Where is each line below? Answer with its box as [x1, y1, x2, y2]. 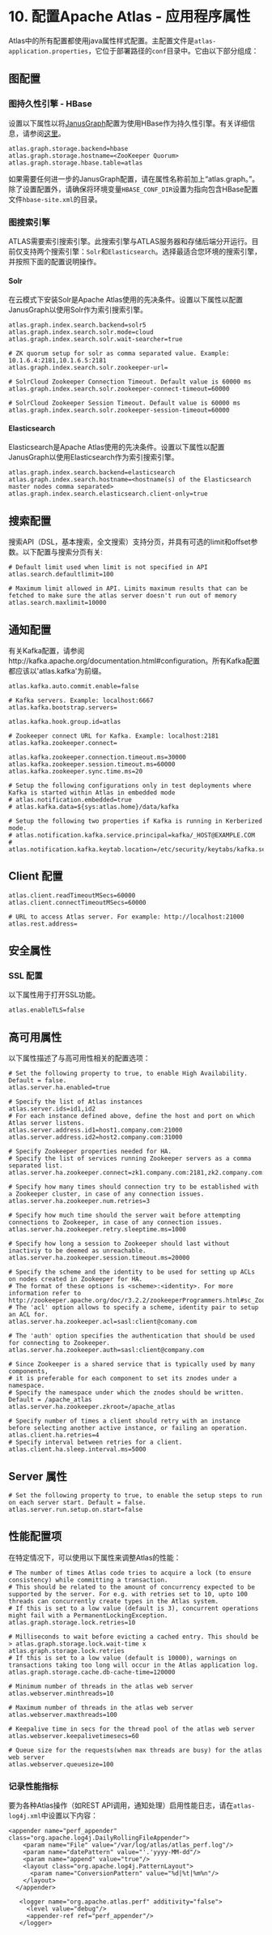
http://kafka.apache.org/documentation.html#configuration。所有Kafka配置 [8, 656, 261, 666]
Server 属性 [8, 1469, 67, 1483]
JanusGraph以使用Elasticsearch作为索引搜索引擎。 [8, 452, 180, 462]
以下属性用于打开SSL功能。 [8, 990, 100, 1000]
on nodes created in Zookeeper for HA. [8, 1275, 143, 1283]
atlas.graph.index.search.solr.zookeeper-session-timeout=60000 [8, 406, 230, 414]
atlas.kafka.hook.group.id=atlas [8, 717, 121, 726]
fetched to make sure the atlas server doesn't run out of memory [8, 592, 237, 600]
